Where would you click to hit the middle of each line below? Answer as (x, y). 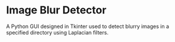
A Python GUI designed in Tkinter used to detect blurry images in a (88, 26)
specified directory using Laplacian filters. (57, 32)
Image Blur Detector (56, 10)
